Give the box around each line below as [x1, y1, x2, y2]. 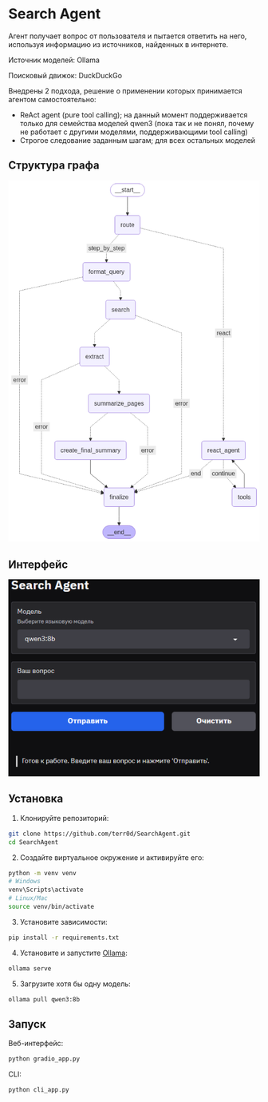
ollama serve [8, 964, 52, 973]
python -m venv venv [8, 869, 77, 877]
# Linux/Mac [8, 894, 48, 902]
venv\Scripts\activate [8, 886, 84, 894]
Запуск [8, 1017, 46, 1031]
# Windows [8, 878, 41, 886]
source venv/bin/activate [8, 903, 94, 911]
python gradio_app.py [8, 1055, 81, 1063]
